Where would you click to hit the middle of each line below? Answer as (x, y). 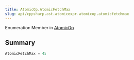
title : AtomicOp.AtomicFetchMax (38, 9)
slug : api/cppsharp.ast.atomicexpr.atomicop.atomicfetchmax (67, 14)
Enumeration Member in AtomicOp (40, 27)
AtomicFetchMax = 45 (26, 54)
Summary (20, 42)
